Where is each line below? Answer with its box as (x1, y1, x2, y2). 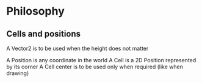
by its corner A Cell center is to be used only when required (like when (6, 63, 183, 70)
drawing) (6, 70, 29, 77)
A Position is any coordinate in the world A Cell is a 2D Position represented (6, 57, 197, 63)
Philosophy (6, 4, 65, 18)
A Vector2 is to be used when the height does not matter (6, 45, 149, 52)
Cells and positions (6, 29, 81, 39)
